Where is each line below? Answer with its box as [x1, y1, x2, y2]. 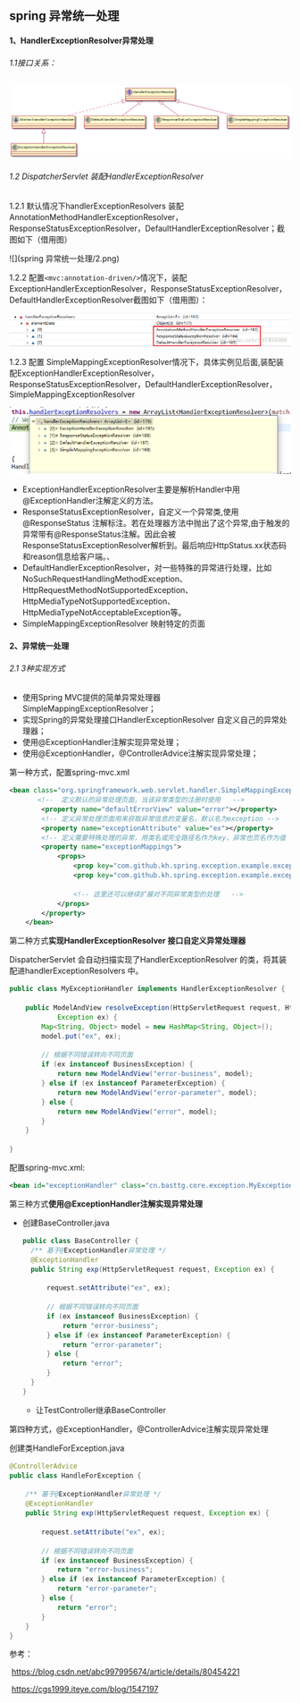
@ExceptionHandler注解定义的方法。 [21, 496, 159, 506]
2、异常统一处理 [9, 640, 70, 651]
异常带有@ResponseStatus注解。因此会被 [21, 529, 177, 539]
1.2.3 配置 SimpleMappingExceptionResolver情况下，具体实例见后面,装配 [9, 356, 277, 367]
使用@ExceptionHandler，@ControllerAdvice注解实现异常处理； [21, 748, 259, 758]
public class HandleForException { [9, 1470, 142, 1480]
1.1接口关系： [9, 57, 57, 68]
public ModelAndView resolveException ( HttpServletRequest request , [25, 1004, 281, 1012]
